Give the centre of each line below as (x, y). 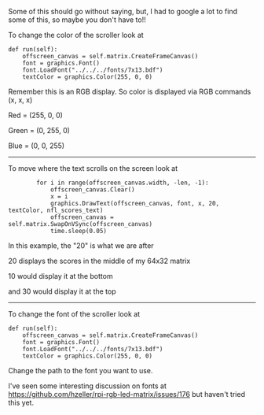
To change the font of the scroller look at (74, 314)
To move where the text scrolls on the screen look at (93, 168)
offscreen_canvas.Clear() (92, 190)
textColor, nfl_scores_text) (56, 210)
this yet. (21, 402)
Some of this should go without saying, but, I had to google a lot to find (123, 11)
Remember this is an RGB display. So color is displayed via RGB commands (130, 91)
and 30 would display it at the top (62, 291)
